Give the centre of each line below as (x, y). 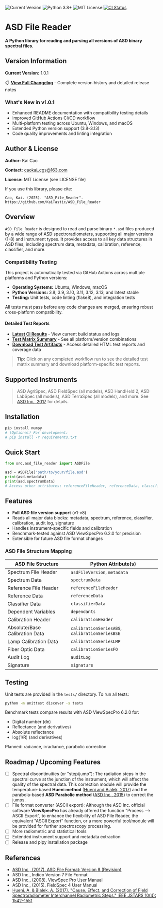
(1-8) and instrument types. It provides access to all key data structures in (79, 239)
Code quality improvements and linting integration (62, 133)
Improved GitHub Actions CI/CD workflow (54, 118)
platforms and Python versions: (36, 278)
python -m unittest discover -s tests (44, 703)
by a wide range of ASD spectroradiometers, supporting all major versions (79, 234)
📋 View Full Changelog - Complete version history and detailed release (77, 82)
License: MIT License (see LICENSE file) (46, 179)
